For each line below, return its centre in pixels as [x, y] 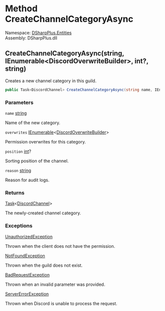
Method [21, 9]
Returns [15, 193]
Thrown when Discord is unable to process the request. [61, 303]
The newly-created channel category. [43, 213]
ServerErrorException [27, 294]
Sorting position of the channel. [37, 161]
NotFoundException [25, 256]
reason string [18, 170]
